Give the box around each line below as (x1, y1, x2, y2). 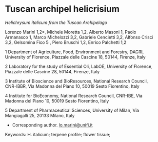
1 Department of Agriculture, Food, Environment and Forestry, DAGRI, (5, 49, 144, 55)
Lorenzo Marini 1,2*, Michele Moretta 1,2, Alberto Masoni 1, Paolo (5, 29, 137, 35)
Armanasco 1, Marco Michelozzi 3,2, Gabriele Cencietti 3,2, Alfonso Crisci (5, 34, 154, 40)
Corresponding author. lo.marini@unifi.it (12, 122, 93, 128)
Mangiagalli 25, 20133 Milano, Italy (5, 112, 75, 118)
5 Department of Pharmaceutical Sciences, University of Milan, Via (5, 107, 139, 113)
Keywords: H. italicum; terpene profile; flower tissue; (5, 131, 111, 137)
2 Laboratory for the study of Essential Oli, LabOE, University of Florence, (5, 63, 153, 69)
